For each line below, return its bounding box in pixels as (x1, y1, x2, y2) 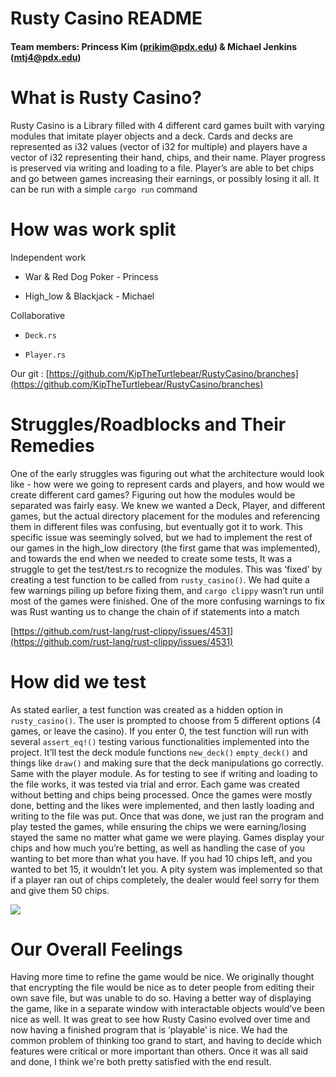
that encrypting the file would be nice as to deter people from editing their (10, 982, 315, 994)
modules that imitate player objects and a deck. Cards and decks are (10, 130, 293, 142)
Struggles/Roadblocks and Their (10, 413, 287, 436)
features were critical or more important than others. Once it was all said (10, 1045, 309, 1057)
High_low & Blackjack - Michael (24, 290, 155, 302)
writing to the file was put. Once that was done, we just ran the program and (10, 810, 324, 822)
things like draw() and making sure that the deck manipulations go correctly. (10, 757, 324, 769)
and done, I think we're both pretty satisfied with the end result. (10, 1056, 272, 1068)
